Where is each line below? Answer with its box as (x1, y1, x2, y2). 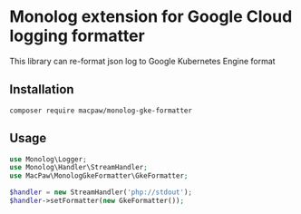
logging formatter (9, 25, 145, 46)
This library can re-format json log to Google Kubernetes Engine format (9, 55, 276, 66)
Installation (9, 82, 74, 97)
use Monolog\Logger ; (9, 154, 88, 164)
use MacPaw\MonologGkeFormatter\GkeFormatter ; (9, 171, 189, 180)
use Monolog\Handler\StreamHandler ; (9, 163, 148, 172)
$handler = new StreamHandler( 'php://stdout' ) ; (9, 188, 193, 197)
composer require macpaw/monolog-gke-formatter (9, 106, 193, 115)
